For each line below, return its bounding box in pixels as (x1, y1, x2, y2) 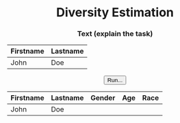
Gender (90, 93, 116, 103)
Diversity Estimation (55, 5, 175, 20)
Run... (107, 77, 123, 84)
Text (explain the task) (77, 29, 153, 39)
